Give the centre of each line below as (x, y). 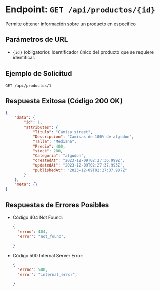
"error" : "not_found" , (42, 236)
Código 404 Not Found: (38, 217)
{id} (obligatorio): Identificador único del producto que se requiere (83, 52)
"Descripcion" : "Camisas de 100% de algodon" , (83, 137)
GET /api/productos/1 (28, 86)
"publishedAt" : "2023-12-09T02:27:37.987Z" (80, 170)
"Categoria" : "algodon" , (59, 156)
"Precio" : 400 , (49, 146)
